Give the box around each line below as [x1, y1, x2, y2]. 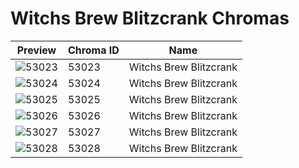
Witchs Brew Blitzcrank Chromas [10, 7, 290, 30]
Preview [16, 43, 57, 57]
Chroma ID [67, 43, 120, 57]
